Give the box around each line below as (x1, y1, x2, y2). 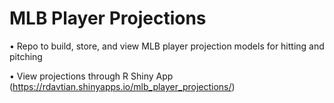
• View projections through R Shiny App (9, 70, 174, 82)
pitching (9, 50, 43, 62)
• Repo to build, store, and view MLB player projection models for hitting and (9, 40, 325, 52)
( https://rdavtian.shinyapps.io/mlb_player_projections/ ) (9, 80, 236, 92)
